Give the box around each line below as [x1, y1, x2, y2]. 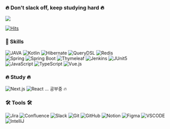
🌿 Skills [5, 38, 24, 45]
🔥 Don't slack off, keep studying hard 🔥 [5, 4, 104, 11]
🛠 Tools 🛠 [5, 99, 32, 106]
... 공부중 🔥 [45, 85, 68, 92]
